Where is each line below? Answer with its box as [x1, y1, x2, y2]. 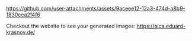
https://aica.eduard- [136, 23, 186, 29]
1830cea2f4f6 [6, 11, 40, 18]
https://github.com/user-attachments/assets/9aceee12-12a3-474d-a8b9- [6, 5, 185, 12]
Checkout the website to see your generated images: [6, 23, 136, 29]
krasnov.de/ [6, 29, 36, 36]
